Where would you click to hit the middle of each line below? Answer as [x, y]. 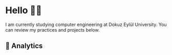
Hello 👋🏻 [24, 10]
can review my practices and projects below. [53, 30]
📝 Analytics [24, 46]
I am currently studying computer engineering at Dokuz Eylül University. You [86, 24]
